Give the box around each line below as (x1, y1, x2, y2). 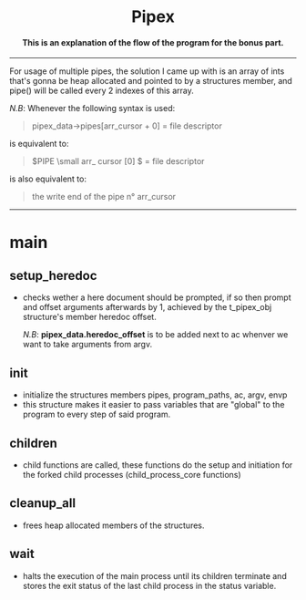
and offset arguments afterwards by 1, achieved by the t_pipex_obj (22, 302, 272, 313)
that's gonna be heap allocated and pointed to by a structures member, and (9, 76, 293, 87)
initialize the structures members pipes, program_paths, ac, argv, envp (22, 389, 288, 400)
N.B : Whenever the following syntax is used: (9, 103, 176, 114)
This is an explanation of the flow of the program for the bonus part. (22, 36, 284, 47)
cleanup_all (9, 495, 76, 512)
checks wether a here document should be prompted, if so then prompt (22, 292, 291, 303)
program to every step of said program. (22, 409, 171, 420)
